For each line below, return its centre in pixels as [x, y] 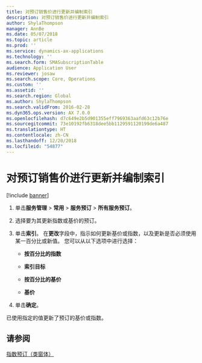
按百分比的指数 [43, 253]
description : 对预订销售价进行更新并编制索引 [58, 17]
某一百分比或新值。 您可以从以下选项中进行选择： [77, 241]
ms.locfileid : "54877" [35, 146]
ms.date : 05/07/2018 [32, 34]
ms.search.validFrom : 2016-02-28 [48, 107]
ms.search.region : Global [39, 96]
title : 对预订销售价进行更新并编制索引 [49, 12]
